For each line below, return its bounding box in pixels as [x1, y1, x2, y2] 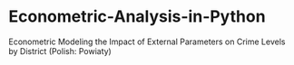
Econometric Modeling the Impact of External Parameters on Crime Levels [8, 36, 286, 47]
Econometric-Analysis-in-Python [8, 6, 266, 27]
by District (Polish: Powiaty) [8, 45, 113, 56]
